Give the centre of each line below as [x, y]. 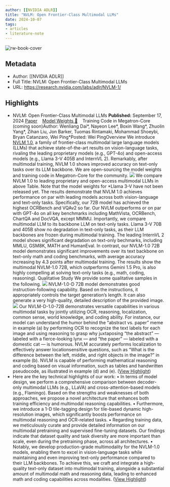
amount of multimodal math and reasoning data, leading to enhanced [84, 474]
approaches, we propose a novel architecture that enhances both [81, 398]
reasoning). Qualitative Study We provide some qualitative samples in [85, 278]
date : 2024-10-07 [24, 19]
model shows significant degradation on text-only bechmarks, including [88, 240]
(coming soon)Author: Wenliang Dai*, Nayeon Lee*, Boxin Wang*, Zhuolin [89, 126]
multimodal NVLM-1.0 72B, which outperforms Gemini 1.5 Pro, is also [84, 267]
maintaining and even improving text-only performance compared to [84, 458]
